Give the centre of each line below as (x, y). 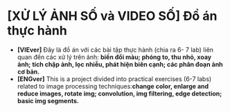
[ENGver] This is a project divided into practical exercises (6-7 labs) (114, 79)
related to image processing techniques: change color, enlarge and (113, 86)
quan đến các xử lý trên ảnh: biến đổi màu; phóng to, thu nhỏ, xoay (114, 57)
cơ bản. (28, 71)
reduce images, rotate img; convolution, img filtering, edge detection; (120, 93)
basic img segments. (48, 100)
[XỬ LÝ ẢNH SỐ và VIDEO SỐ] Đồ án (112, 16)
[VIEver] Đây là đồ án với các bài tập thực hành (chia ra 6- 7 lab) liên (115, 49)
